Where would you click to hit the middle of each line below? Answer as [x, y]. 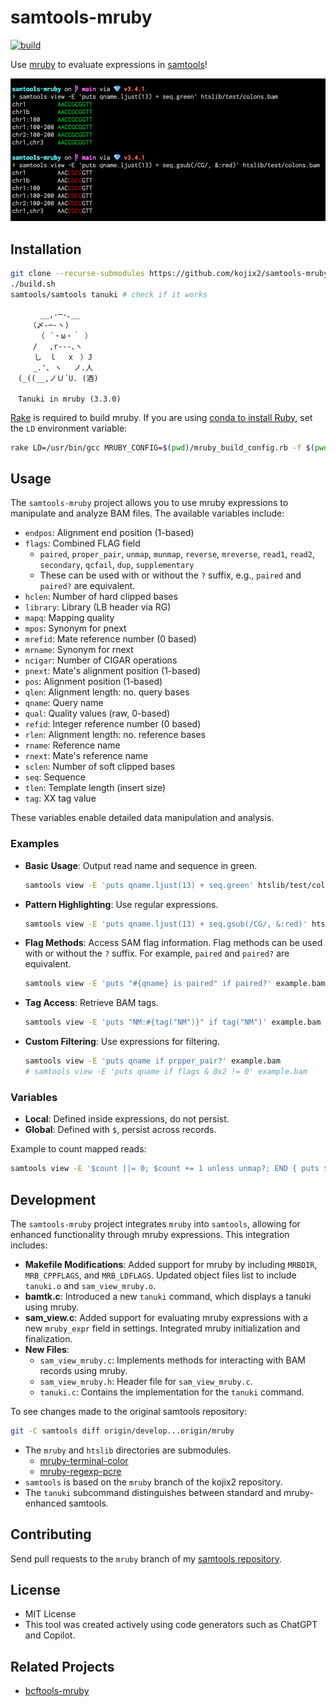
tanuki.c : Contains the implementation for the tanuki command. [172, 1392]
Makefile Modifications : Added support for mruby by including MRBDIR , [171, 1264]
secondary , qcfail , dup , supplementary [117, 565]
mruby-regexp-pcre [80, 1471]
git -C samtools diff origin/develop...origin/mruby [122, 1431]
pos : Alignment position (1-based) [93, 682]
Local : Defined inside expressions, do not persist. [127, 1119]
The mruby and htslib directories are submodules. [128, 1450]
